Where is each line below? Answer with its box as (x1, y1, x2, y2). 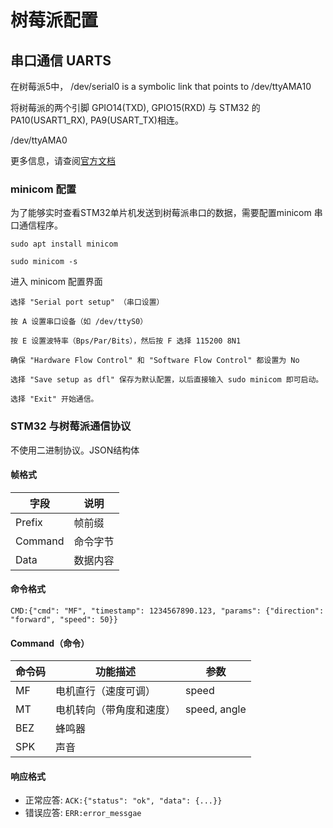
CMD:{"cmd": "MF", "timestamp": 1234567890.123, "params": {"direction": (10, 606, 325, 616)
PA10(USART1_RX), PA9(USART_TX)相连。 (10, 114, 184, 126)
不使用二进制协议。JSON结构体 (10, 444, 140, 456)
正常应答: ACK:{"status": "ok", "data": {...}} (24, 794, 223, 806)
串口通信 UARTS (10, 52, 112, 69)
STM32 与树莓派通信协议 (10, 419, 132, 433)
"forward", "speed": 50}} (10, 615, 118, 625)
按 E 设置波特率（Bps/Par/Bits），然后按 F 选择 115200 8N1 (10, 336, 242, 346)
